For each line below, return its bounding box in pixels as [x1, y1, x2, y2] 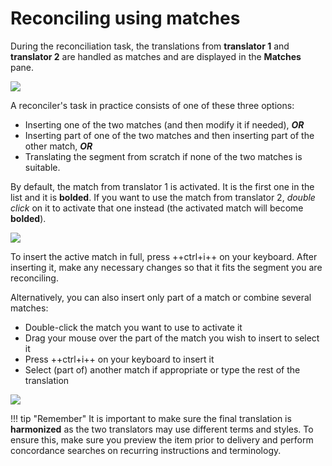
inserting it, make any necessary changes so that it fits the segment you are [10, 261, 323, 273]
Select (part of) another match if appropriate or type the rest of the [24, 363, 301, 376]
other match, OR [24, 140, 93, 152]
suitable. [24, 161, 61, 173]
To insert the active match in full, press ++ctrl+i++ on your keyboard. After [10, 250, 318, 262]
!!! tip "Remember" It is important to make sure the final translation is [10, 412, 292, 424]
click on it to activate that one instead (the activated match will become [10, 202, 304, 214]
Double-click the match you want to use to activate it [24, 321, 243, 333]
